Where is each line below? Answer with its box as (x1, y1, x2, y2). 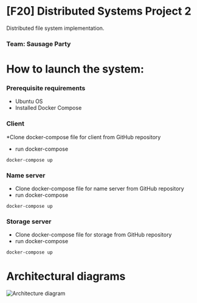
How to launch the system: (6, 62, 145, 76)
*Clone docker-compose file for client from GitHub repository (6, 133, 161, 141)
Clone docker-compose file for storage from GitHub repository (15, 231, 172, 238)
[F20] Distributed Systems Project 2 (6, 4, 192, 18)
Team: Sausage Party (6, 40, 71, 48)
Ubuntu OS (15, 98, 43, 105)
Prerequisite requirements (6, 84, 86, 92)
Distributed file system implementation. (6, 24, 105, 32)
